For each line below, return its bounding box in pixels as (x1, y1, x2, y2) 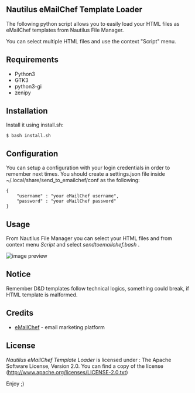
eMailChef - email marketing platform (14, 323, 105, 330)
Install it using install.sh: (6, 121, 64, 128)
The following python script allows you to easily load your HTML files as (6, 20, 180, 27)
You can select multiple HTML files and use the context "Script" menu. (6, 37, 177, 45)
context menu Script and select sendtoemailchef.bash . (6, 241, 140, 248)
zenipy (14, 89, 31, 96)
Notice (6, 269, 31, 279)
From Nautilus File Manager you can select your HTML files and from (6, 235, 173, 242)
